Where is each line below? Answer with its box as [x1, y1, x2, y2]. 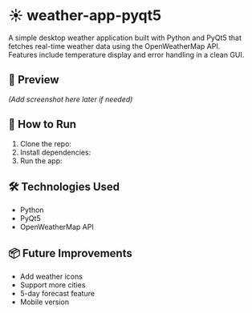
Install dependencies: [19, 147, 91, 157]
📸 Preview [8, 73, 59, 86]
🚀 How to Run [8, 118, 77, 131]
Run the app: [19, 155, 63, 166]
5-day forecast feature [19, 289, 95, 299]
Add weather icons [19, 271, 83, 282]
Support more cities [19, 280, 86, 290]
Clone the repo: [19, 138, 72, 148]
